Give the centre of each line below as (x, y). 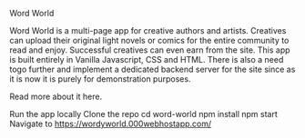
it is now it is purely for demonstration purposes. (100, 79)
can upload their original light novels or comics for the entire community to (149, 40)
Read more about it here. (56, 96)
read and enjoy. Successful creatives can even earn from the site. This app (150, 50)
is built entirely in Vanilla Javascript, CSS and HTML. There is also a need (147, 59)
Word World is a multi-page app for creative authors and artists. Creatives (148, 30)
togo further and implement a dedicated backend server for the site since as (152, 69)
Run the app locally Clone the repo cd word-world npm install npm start (143, 114)
